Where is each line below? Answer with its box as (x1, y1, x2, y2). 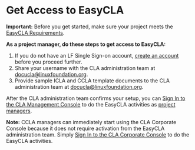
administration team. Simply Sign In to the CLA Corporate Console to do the (6, 131, 190, 138)
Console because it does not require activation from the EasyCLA (6, 125, 165, 132)
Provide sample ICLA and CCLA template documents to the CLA (14, 77, 170, 84)
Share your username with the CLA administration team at (14, 64, 156, 71)
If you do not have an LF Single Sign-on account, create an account (14, 52, 179, 59)
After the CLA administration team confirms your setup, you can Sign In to (6, 95, 186, 102)
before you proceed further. (14, 58, 82, 65)
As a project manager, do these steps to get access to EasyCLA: (6, 41, 166, 48)
